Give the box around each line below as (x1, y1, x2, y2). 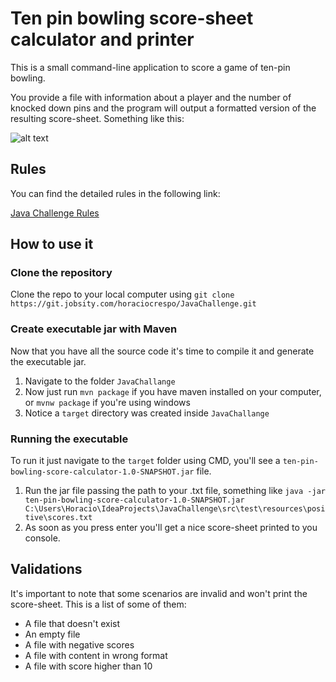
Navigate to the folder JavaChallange (24, 375, 176, 387)
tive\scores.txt (24, 513, 93, 523)
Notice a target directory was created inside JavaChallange (24, 407, 270, 419)
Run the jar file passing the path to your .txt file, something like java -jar (24, 485, 326, 497)
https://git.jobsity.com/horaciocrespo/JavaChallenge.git (10, 299, 257, 309)
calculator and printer (10, 28, 195, 51)
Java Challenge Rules (10, 207, 100, 219)
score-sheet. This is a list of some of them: (10, 598, 187, 610)
